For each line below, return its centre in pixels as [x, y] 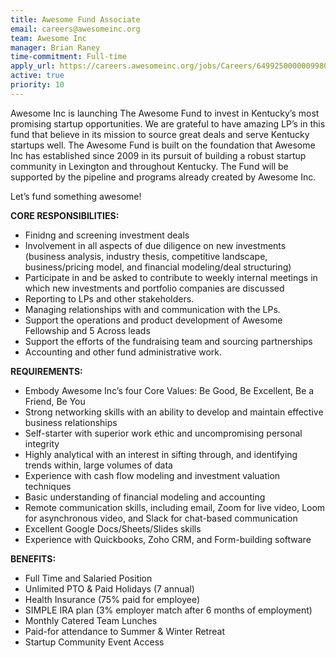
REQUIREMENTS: [46, 371]
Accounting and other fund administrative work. [123, 352]
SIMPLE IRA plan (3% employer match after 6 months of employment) [168, 610]
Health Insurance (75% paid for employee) [112, 599]
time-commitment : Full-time [69, 57]
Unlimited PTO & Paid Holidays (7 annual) [109, 588]
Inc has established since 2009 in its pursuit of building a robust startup [158, 155]
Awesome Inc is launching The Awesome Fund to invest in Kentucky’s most [165, 113]
